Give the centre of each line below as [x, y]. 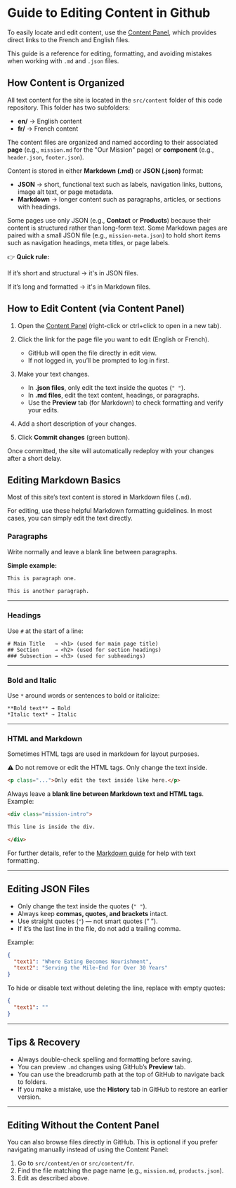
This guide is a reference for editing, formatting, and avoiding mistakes [110, 53]
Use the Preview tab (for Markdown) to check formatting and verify [125, 403]
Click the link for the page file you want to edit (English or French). [113, 339]
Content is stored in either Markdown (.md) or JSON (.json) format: [105, 171]
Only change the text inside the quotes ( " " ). [82, 906]
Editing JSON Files [48, 889]
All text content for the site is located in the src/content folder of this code [115, 100]
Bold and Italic [32, 680]
